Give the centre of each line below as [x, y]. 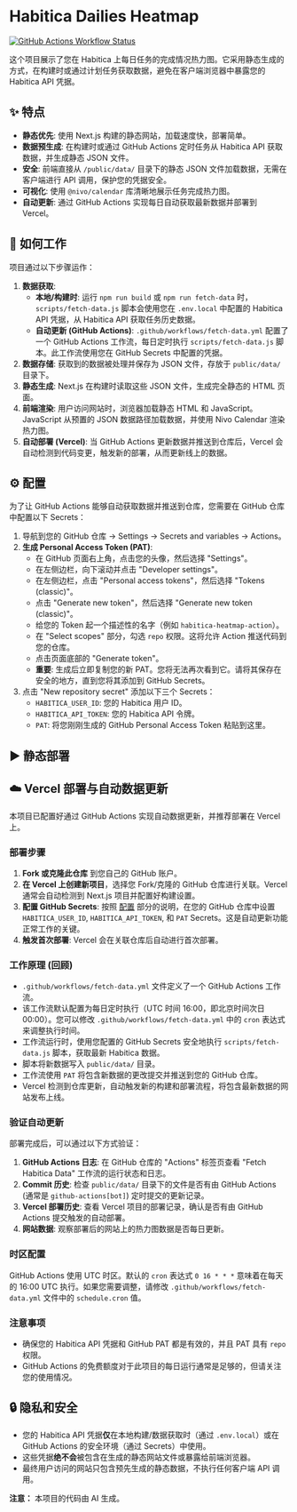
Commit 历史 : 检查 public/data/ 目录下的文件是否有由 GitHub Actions [149, 1185]
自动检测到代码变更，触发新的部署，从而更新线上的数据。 [127, 452]
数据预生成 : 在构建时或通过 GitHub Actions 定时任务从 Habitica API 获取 [152, 146]
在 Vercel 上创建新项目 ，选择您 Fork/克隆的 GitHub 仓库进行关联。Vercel [155, 884]
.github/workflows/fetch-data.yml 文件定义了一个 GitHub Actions [143, 986]
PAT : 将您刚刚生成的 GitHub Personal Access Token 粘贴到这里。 [152, 725]
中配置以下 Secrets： [48, 517]
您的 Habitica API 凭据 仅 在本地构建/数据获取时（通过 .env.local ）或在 [150, 1435]
